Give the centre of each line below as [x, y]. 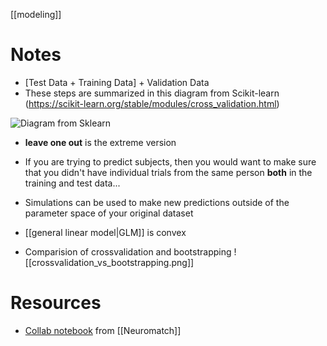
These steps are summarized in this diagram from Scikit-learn [152, 93]
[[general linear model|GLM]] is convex [105, 232]
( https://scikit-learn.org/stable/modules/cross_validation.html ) [152, 103]
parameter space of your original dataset [109, 213]
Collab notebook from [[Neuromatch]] [103, 330]
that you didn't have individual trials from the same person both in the [168, 172]
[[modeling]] [36, 14]
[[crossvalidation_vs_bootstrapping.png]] [109, 262]
